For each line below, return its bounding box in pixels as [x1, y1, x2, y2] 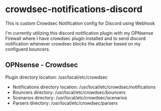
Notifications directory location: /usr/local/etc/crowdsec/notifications [12, 84, 156, 90]
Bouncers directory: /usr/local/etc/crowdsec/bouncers [12, 89, 126, 95]
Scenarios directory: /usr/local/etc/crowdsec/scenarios [12, 94, 127, 100]
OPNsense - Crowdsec [5, 61, 78, 69]
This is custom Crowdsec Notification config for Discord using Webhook [5, 20, 155, 26]
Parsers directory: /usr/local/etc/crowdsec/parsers [12, 100, 118, 106]
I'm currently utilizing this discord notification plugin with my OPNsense [5, 30, 153, 36]
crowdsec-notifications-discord [5, 4, 142, 15]
